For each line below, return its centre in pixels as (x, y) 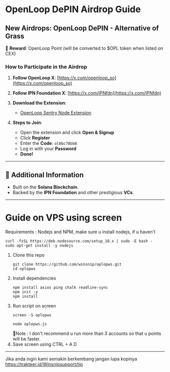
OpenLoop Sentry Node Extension (56, 113)
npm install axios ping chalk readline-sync (60, 288)
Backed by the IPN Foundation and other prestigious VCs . (73, 193)
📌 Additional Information (45, 175)
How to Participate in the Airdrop (46, 67)
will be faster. (27, 339)
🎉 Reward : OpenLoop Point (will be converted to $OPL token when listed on (84, 48)
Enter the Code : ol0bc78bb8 (49, 143)
